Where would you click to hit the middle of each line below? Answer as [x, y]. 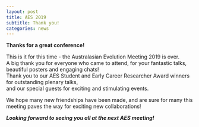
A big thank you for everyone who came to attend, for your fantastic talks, [97, 63]
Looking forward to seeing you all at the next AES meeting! [80, 118]
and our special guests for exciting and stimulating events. [78, 89]
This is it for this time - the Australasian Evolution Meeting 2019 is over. [93, 57]
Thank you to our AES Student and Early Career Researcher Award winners [98, 76]
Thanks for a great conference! [45, 45]
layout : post [22, 12]
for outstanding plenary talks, [42, 82]
